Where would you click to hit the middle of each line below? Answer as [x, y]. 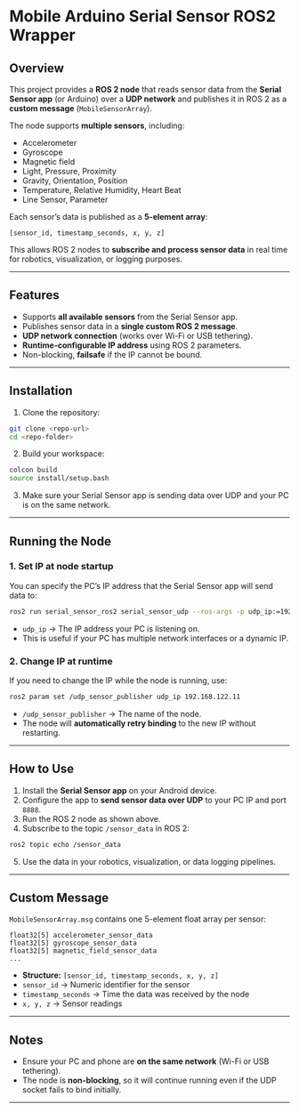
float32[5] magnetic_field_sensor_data [83, 951]
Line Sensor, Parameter [65, 199]
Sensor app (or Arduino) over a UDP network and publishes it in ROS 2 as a [148, 99]
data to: [23, 595]
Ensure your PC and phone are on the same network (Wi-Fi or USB [145, 1061]
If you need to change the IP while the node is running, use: [118, 680]
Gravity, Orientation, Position [75, 181]
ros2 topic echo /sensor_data [65, 844]
